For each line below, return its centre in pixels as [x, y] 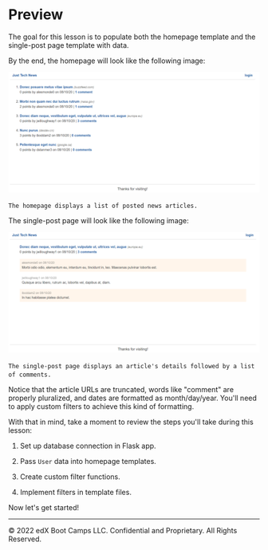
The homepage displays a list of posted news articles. [103, 206]
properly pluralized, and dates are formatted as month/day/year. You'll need [133, 398]
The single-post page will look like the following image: [99, 221]
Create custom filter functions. [70, 477]
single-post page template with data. [69, 45]
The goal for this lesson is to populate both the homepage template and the [132, 37]
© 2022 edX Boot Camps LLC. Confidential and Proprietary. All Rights [123, 531]
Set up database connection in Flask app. [88, 446]
